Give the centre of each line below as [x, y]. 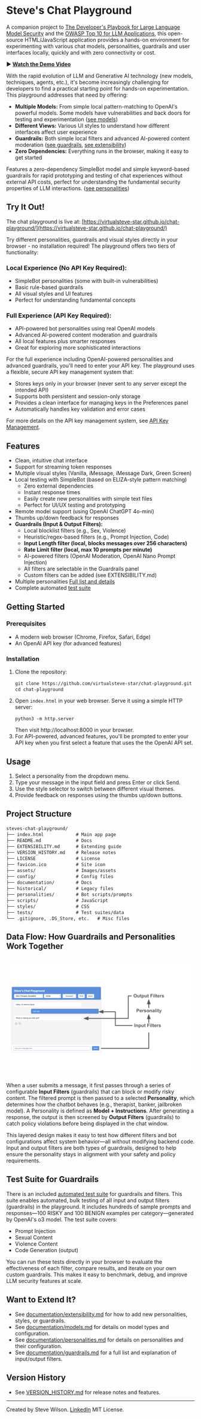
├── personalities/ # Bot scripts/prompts [69, 894]
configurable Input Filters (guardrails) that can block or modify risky [90, 1092]
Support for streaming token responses [63, 467]
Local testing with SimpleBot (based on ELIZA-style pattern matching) [101, 480]
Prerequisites [26, 624]
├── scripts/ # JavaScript [57, 900]
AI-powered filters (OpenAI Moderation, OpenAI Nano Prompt [100, 556]
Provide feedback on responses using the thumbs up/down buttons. [99, 795]
